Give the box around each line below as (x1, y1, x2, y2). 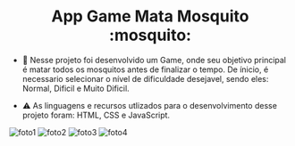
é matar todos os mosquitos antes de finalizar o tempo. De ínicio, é (21, 64, 269, 75)
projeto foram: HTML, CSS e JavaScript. (21, 109, 171, 120)
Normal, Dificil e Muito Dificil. (21, 83, 130, 93)
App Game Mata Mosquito (51, 6, 249, 27)
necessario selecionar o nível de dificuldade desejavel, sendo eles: (21, 73, 269, 84)
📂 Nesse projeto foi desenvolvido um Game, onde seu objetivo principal (21, 54, 286, 65)
